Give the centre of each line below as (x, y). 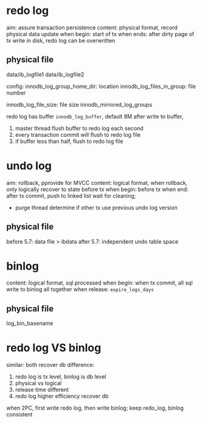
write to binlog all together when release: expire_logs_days (80, 289)
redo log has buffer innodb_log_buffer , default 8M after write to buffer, (95, 116)
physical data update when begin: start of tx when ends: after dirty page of (100, 34)
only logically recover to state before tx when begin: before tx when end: (97, 189)
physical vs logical (38, 383)
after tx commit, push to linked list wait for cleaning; (71, 195)
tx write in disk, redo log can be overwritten (61, 40)
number (16, 93)
